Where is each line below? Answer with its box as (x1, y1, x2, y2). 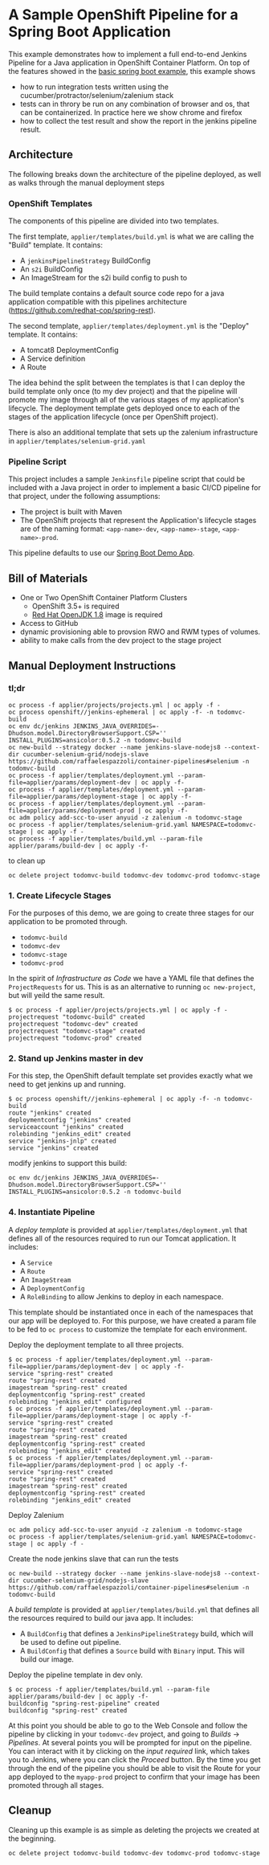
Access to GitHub (19, 619, 79, 628)
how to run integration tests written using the (19, 82, 169, 92)
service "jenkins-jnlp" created (8, 1137, 116, 1146)
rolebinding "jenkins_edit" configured (8, 1397, 142, 1405)
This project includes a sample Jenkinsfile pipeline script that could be (8, 474, 246, 484)
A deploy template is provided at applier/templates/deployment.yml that (8, 1225, 247, 1234)
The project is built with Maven (19, 507, 123, 517)
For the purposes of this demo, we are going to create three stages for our (8, 908, 255, 918)
